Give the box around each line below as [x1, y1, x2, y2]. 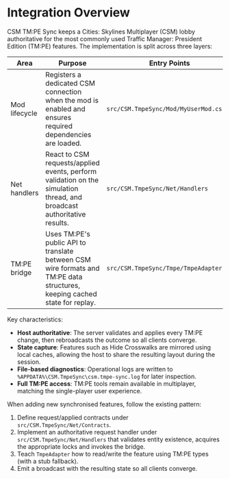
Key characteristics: [7, 315, 63, 323]
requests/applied [45, 158, 101, 167]
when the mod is [45, 95, 99, 105]
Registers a [45, 70, 82, 79]
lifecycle [10, 108, 38, 118]
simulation [45, 184, 79, 193]
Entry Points [149, 58, 190, 68]
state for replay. [45, 297, 96, 307]
